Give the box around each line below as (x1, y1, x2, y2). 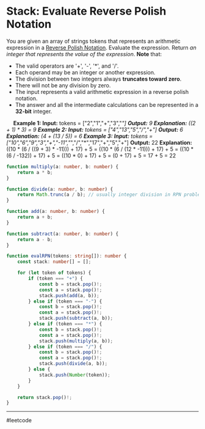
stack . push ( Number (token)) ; (38, 372, 111, 378)
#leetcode (6, 417, 32, 424)
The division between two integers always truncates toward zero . (15, 75, 182, 82)
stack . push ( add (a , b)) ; (38, 292, 99, 298)
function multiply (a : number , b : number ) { (6, 164, 119, 170)
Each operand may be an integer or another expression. (15, 68, 156, 76)
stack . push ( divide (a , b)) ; (38, 361, 108, 367)
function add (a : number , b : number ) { (6, 209, 105, 215)
